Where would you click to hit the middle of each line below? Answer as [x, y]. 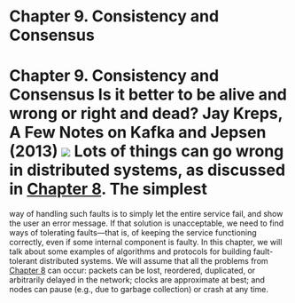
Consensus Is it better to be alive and [148, 95]
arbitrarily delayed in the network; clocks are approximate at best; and [137, 280]
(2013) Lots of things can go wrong [147, 151]
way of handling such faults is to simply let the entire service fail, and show [146, 214]
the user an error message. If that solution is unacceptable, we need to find [147, 223]
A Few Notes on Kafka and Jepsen [138, 133]
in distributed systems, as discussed [147, 170]
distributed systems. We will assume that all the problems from [154, 261]
